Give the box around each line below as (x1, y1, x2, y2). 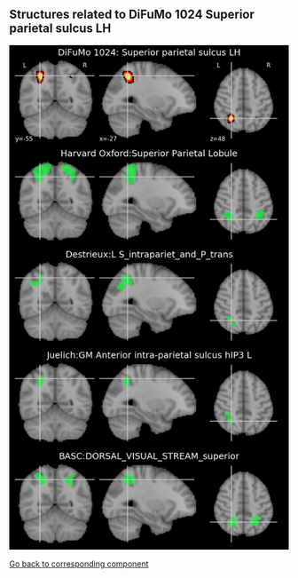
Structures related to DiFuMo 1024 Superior (9, 7, 255, 22)
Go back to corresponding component (9, 558, 149, 569)
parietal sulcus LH (9, 21, 112, 36)
